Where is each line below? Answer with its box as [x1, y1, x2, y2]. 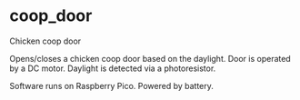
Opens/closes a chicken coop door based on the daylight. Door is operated [9, 53, 291, 64]
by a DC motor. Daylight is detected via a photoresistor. [9, 63, 216, 74]
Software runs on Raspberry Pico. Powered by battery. [9, 80, 214, 91]
